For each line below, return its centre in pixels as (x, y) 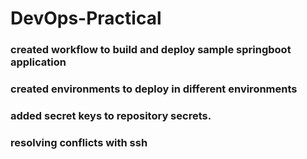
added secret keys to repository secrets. (111, 115)
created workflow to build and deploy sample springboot (151, 50)
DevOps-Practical (86, 18)
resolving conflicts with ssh (79, 142)
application (38, 62)
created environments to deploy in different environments (154, 89)
